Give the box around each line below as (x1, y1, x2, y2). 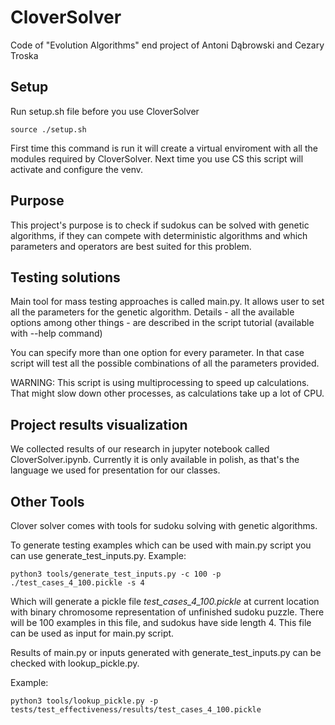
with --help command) (10, 327, 103, 340)
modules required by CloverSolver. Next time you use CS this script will (10, 152, 304, 165)
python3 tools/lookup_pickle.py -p (10, 696, 159, 706)
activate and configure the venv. (10, 163, 143, 175)
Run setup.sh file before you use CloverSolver (10, 105, 200, 117)
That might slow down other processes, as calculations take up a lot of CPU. (10, 387, 325, 400)
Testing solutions (10, 269, 121, 286)
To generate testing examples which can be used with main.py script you (10, 539, 312, 551)
